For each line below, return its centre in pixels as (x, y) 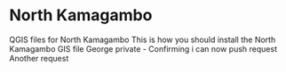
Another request (39, 58)
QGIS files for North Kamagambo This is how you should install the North (143, 40)
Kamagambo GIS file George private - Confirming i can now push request (143, 48)
